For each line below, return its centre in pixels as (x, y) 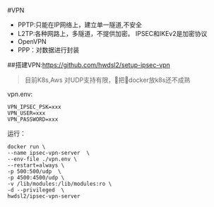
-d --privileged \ (36, 190)
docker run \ (26, 147)
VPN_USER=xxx (26, 113)
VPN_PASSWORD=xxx (33, 119)
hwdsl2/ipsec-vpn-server (44, 196)
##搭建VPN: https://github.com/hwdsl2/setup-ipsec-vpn (89, 65)
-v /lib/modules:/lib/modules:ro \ (60, 184)
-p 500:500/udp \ (34, 172)
